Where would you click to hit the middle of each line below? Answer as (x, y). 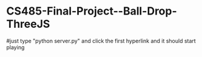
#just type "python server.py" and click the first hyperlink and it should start (101, 41)
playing (15, 47)
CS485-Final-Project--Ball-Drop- (92, 11)
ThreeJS (28, 24)
